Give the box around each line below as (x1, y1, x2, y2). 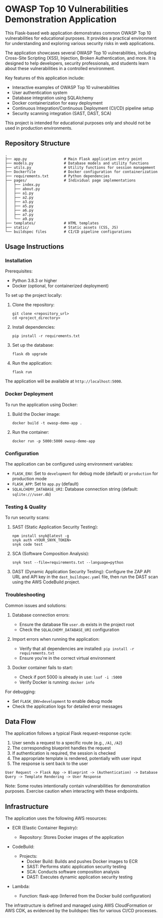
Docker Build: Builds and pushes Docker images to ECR (26, 858, 138, 864)
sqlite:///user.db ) (12, 492, 51, 497)
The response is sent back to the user (12, 761, 89, 766)
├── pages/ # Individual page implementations (5, 178, 136, 183)
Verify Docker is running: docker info (19, 679, 95, 685)
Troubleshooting (5, 591, 45, 598)
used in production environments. (5, 125, 73, 131)
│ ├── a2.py (5, 195, 34, 200)
